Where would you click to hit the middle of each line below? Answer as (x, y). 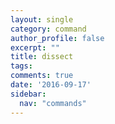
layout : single (42, 19)
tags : (21, 66)
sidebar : (28, 94)
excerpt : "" (35, 47)
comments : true (42, 76)
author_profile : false (57, 38)
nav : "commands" (53, 103)
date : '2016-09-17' (51, 85)
